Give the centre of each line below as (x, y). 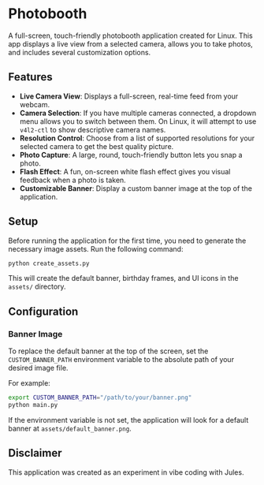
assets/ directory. (37, 287)
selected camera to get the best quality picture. (97, 146)
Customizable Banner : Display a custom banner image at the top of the (136, 188)
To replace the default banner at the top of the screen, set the (108, 351)
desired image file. (38, 368)
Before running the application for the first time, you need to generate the (127, 241)
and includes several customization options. (80, 52)
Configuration (43, 311)
